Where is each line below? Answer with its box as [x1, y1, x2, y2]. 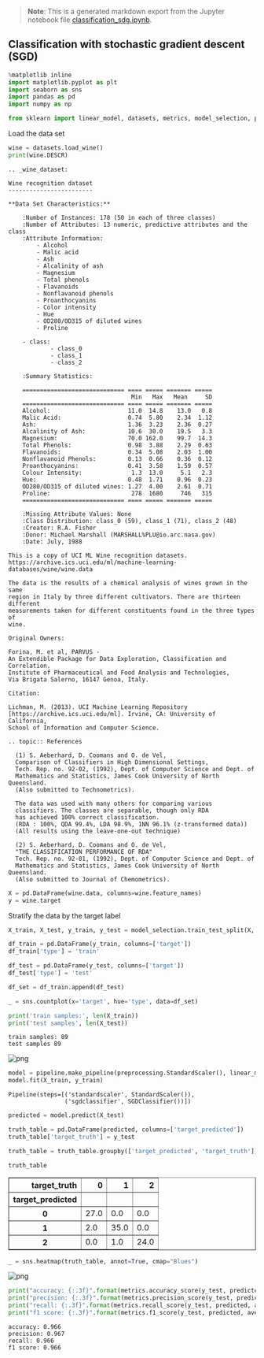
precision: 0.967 [8, 1330, 65, 1338]
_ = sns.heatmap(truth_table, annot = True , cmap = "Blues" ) [8, 1257, 199, 1265]
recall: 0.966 [8, 1337, 55, 1345]
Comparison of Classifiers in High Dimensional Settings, [15, 758, 210, 766]
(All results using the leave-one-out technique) [15, 827, 181, 835]
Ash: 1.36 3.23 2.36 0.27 [22, 421, 213, 429]
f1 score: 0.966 [8, 1343, 61, 1352]
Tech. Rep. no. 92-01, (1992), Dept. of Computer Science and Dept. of [15, 855, 255, 863]
